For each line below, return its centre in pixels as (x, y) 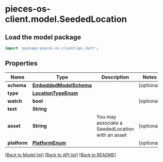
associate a (109, 123)
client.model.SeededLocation (66, 19)
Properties (21, 63)
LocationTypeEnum (55, 93)
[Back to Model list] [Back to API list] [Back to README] (61, 155)
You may (106, 116)
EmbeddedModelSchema (62, 85)
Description (115, 77)
